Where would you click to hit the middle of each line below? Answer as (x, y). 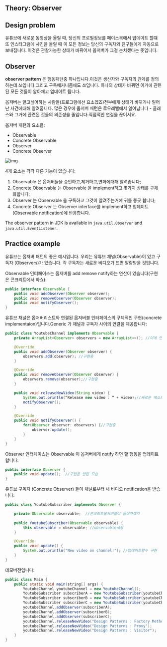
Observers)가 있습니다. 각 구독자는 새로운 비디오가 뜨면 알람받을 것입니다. (87, 263)
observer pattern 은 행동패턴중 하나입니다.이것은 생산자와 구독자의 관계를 (78, 79)
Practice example (33, 244)
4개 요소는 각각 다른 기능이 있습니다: (40, 171)
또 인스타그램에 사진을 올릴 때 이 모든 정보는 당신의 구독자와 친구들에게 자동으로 (82, 44)
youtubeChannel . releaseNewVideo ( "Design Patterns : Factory (86, 621)
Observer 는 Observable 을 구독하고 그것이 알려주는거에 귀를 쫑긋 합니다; (84, 200)
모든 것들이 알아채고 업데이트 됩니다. (45, 91)
